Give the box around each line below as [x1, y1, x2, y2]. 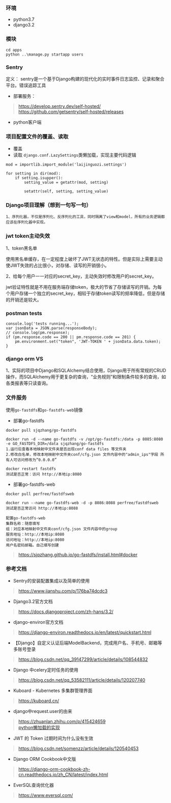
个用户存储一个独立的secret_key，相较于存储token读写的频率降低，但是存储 [6, 290, 165, 296]
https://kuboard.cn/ [18, 698, 60, 704]
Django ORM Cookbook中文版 [13, 756, 76, 762]
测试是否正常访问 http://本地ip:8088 [6, 506, 78, 511]
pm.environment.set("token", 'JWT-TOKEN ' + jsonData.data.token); [15, 339, 161, 344]
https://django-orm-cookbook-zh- [18, 766, 91, 772]
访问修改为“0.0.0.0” [17, 457, 57, 462]
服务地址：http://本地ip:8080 [6, 532, 65, 537]
